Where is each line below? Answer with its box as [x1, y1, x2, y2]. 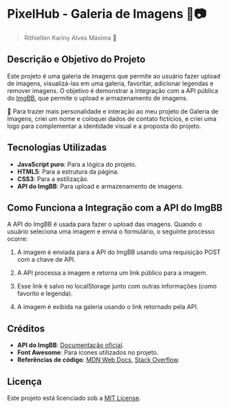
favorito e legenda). [17, 289, 74, 297]
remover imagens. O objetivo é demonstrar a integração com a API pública [7, 86, 219, 94]
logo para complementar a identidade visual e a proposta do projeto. [7, 122, 201, 130]
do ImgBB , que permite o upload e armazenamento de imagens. [7, 94, 188, 102]
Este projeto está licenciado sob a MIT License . [7, 394, 141, 402]
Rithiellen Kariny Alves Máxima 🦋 [23, 33, 117, 42]
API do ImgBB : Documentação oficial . [17, 341, 124, 349]
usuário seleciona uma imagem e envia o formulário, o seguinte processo [7, 227, 215, 235]
